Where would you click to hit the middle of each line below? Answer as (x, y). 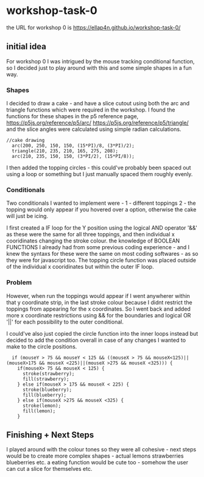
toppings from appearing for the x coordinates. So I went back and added (98, 309)
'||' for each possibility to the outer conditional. (65, 322)
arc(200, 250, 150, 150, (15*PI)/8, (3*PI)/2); (73, 146)
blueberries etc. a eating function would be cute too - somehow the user (97, 462)
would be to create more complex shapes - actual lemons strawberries (95, 456)
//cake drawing (26, 141)
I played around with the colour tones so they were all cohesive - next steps (101, 450)
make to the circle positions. (42, 346)
